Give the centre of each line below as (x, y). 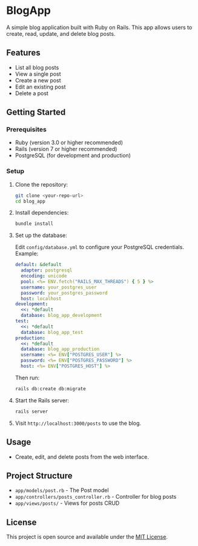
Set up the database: (41, 235)
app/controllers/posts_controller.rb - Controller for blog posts (96, 497)
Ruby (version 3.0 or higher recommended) (69, 142)
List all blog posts (37, 67)
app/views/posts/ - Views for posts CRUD (67, 503)
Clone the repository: (41, 184)
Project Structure (39, 475)
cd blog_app (30, 201)
